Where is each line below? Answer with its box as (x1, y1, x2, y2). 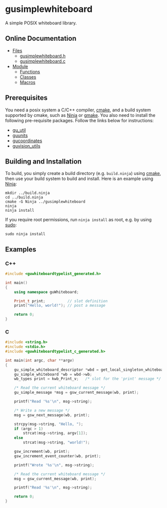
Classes (19, 74, 36, 80)
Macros (19, 79, 36, 85)
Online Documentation (5, 34, 77, 43)
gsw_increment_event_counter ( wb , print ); (14, 453, 101, 458)
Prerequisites (5, 93, 48, 102)
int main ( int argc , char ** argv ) (5, 358, 75, 363)
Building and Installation (5, 157, 82, 166)
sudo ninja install (5, 232, 46, 237)
